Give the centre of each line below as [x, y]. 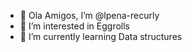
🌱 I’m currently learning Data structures [101, 36]
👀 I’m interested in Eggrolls [75, 26]
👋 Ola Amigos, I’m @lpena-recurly [89, 15]
